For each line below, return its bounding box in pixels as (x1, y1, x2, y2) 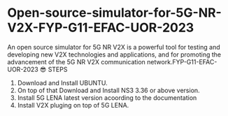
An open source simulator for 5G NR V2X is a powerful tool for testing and (7, 43, 220, 51)
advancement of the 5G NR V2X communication (7, 57, 145, 66)
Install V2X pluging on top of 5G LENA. (17, 101, 129, 109)
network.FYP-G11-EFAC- (146, 57, 218, 66)
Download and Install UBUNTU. (17, 78, 108, 87)
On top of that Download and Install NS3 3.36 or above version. (17, 86, 201, 94)
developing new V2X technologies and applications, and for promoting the (7, 50, 222, 59)
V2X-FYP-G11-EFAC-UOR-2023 (7, 20, 194, 36)
